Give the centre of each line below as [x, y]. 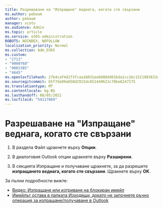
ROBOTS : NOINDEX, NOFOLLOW [32, 41]
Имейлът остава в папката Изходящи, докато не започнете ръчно [81, 195]
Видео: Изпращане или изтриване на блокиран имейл [68, 190]
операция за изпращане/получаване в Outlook [60, 200]
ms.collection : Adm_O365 [30, 50]
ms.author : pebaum [24, 14]
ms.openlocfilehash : [26, 77]
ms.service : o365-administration [39, 37]
